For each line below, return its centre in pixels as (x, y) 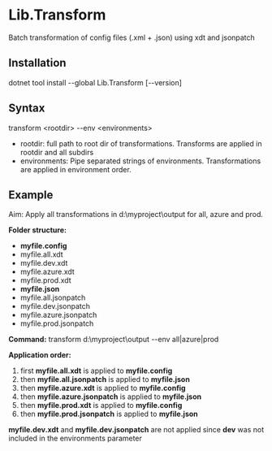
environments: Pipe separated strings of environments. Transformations (140, 161)
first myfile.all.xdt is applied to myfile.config (96, 371)
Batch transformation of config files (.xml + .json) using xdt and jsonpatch (132, 37)
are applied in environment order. (76, 169)
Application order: (40, 355)
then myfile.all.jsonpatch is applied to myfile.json (105, 379)
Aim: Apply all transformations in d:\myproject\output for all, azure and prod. (136, 215)
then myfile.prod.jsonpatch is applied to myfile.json (109, 414)
